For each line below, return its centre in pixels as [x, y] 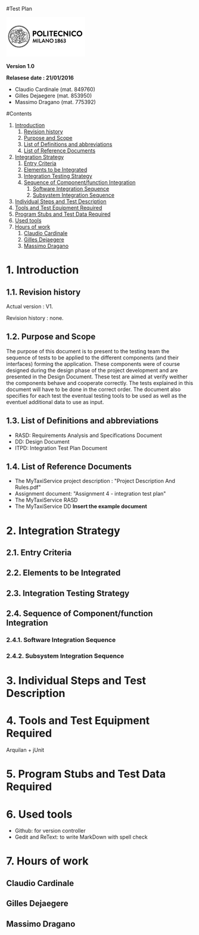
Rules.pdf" [28, 487]
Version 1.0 [20, 66]
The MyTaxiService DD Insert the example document [81, 506]
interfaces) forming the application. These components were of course [93, 363]
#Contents [19, 114]
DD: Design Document [42, 441]
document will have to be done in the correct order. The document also [94, 389]
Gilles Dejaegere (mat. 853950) [53, 96]
